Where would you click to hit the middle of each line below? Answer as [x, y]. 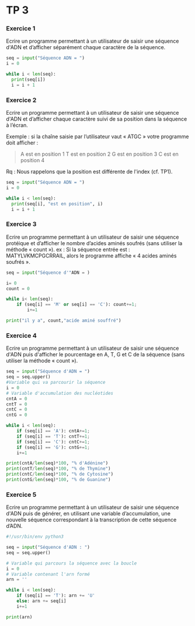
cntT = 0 [17, 404]
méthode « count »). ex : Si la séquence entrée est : [68, 249]
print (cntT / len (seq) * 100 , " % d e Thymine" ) [58, 469]
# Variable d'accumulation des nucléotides [60, 393]
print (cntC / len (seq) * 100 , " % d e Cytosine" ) [60, 474]
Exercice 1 [21, 29]
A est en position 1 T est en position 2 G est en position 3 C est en [100, 154]
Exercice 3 [21, 224]
